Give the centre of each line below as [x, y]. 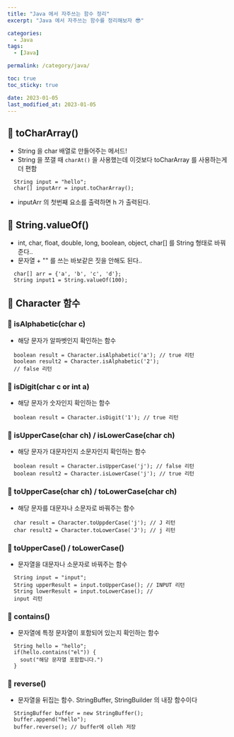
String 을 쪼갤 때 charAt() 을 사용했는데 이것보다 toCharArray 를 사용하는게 [122, 160]
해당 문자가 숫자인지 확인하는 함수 [64, 402]
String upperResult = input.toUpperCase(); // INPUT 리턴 [99, 585]
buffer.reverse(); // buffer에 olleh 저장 [75, 727]
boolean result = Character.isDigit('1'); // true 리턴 [96, 417]
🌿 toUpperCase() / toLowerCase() [66, 547]
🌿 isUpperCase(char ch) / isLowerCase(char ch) [91, 435]
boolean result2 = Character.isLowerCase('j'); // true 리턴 [104, 474]
